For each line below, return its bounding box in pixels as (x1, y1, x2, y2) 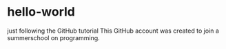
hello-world (7, 4, 76, 20)
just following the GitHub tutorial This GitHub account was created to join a (7, 27, 219, 35)
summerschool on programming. (7, 33, 100, 42)
